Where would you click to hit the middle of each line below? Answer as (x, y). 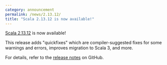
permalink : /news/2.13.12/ (33, 14)
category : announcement (30, 10)
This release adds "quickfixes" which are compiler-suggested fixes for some (83, 43)
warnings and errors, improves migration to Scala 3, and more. (69, 48)
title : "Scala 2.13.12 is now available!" (50, 19)
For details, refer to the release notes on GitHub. (54, 58)
